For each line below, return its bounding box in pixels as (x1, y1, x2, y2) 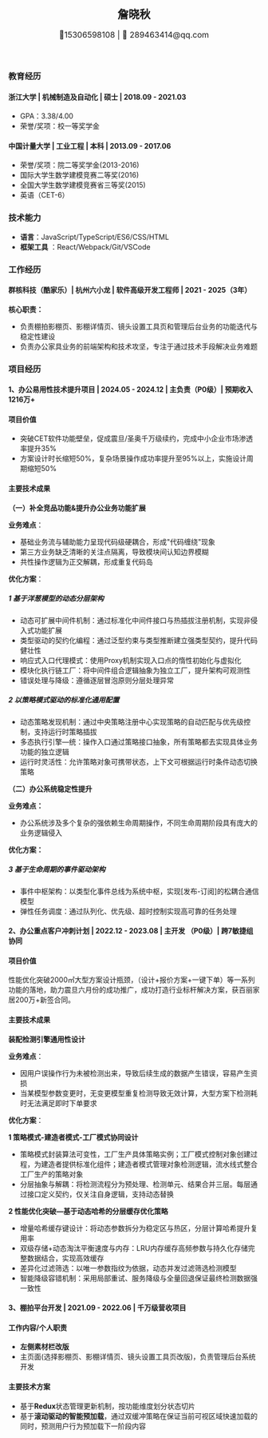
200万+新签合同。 (14, 995, 76, 1005)
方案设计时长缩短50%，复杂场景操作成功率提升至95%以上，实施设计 (19, 453, 247, 463)
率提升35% (19, 444, 57, 453)
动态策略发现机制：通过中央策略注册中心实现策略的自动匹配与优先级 (19, 717, 244, 726)
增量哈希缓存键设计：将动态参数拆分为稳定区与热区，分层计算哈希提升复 (19, 1223, 258, 1232)
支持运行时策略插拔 (33, 727, 97, 737)
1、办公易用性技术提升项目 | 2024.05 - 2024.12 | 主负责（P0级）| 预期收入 (8, 385, 254, 394)
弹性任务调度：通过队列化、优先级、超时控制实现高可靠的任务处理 (19, 906, 237, 916)
